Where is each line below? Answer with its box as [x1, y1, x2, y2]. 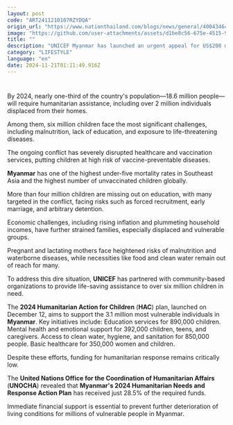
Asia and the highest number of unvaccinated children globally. [7, 176, 188, 185]
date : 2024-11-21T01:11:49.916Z [7, 62, 101, 69]
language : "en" [7, 56, 51, 62]
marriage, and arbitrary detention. [7, 204, 104, 212]
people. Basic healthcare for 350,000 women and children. [7, 340, 175, 348]
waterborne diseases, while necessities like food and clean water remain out [7, 253, 226, 262]
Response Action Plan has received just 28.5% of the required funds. [7, 388, 207, 397]
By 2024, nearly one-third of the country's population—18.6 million [7, 92, 198, 100]
